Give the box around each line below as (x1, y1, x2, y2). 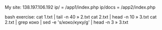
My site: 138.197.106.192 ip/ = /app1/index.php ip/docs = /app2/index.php (5, 4, 155, 10)
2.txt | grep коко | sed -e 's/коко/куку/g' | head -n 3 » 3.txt (5, 19, 129, 25)
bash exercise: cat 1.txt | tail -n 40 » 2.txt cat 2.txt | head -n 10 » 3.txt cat (5, 14, 157, 19)
